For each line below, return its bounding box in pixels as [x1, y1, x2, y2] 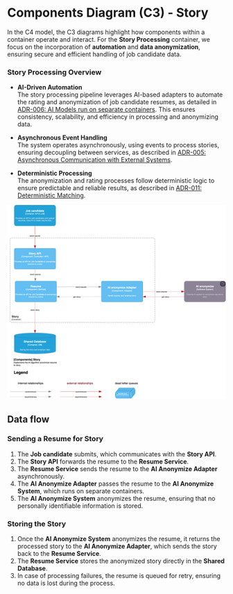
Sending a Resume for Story [7, 434, 104, 444]
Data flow [7, 413, 50, 425]
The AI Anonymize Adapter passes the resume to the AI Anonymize [17, 479, 214, 488]
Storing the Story [7, 519, 67, 529]
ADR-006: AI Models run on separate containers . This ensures [17, 106, 196, 114]
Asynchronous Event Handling [17, 133, 107, 142]
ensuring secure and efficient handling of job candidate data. [7, 50, 182, 58]
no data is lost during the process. [17, 579, 116, 588]
